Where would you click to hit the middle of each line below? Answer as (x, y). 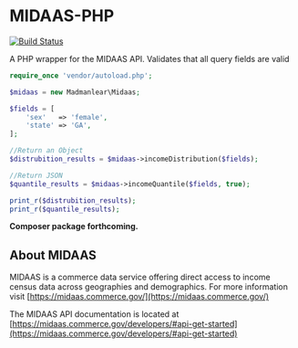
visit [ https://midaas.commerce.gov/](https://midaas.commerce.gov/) (139, 297)
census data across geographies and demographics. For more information (149, 287)
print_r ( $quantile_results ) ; (65, 209)
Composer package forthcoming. (74, 227)
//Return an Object (46, 151)
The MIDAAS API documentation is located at (94, 314)
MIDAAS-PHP (62, 16)
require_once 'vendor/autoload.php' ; (81, 75)
